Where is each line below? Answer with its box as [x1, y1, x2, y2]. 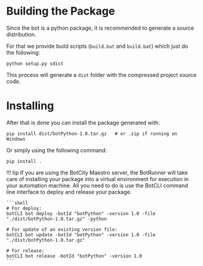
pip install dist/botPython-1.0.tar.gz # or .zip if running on [6, 130, 178, 137]
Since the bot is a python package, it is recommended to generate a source [6, 24, 195, 32]
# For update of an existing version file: [6, 226, 118, 233]
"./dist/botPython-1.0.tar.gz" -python [6, 216, 107, 222]
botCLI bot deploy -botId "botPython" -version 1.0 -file [6, 210, 156, 216]
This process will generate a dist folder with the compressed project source [6, 71, 197, 78]
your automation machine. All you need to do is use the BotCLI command [6, 182, 188, 189]
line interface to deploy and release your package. [6, 188, 132, 195]
